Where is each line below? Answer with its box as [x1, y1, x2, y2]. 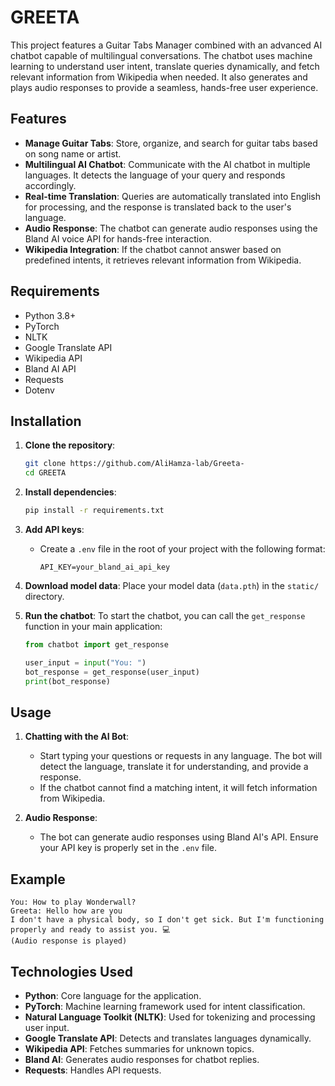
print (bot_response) [24, 676, 111, 686]
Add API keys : [24, 524, 85, 535]
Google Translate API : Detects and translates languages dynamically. [24, 1032, 312, 1044]
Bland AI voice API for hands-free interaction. [24, 232, 212, 245]
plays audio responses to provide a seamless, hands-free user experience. [10, 81, 319, 93]
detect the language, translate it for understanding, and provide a [39, 761, 309, 773]
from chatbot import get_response [24, 640, 169, 650]
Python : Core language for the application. [24, 989, 202, 1001]
